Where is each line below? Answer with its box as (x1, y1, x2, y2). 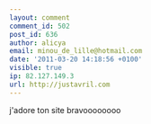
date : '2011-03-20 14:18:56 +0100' (9, 55, 143, 64)
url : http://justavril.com (9, 80, 111, 89)
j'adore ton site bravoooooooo (9, 104, 121, 115)
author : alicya (9, 38, 67, 48)
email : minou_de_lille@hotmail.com (9, 47, 143, 56)
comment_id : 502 (9, 22, 70, 31)
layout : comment (9, 13, 70, 22)
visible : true (9, 64, 63, 73)
